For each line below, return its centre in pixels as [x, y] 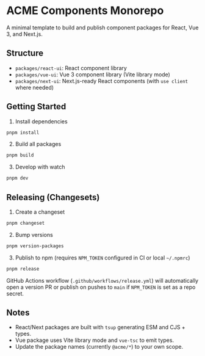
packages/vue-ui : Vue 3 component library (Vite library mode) [93, 74]
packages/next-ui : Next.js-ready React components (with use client [102, 81]
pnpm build [20, 155]
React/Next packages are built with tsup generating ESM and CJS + [100, 327]
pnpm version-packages [35, 246]
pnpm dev [17, 178]
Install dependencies [41, 121]
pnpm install [23, 133]
